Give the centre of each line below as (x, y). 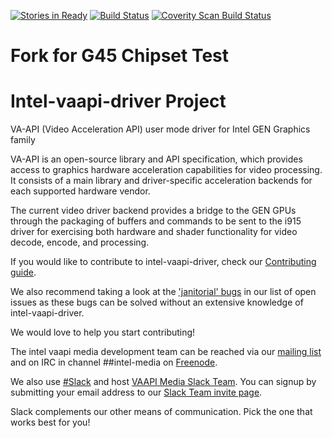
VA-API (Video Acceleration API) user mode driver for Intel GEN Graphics (160, 129)
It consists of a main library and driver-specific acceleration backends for (161, 181)
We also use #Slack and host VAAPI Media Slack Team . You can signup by (163, 382)
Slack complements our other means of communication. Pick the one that (161, 412)
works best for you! (50, 422)
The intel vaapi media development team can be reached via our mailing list (166, 352)
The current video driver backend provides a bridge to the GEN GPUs (153, 211)
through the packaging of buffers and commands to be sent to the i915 (156, 221)
